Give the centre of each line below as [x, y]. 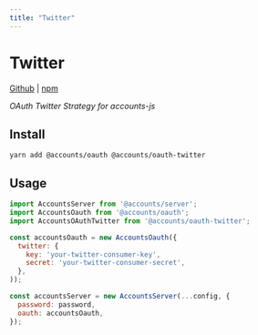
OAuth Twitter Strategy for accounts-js [83, 106]
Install [27, 134]
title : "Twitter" [42, 18]
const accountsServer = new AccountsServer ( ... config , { [120, 297]
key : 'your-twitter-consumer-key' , [93, 254]
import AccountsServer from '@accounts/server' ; [103, 204]
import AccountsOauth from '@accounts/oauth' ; [99, 213]
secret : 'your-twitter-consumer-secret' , [105, 263]
